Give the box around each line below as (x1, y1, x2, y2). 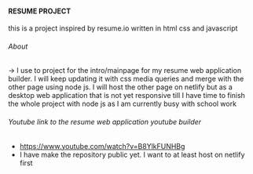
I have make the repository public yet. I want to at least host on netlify (19, 150, 245, 159)
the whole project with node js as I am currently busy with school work (8, 99, 237, 109)
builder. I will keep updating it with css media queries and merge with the (8, 74, 244, 84)
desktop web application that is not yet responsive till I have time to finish (8, 91, 246, 100)
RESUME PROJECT (8, 6, 71, 16)
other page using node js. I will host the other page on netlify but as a (8, 82, 233, 92)
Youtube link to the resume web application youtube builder (8, 118, 202, 126)
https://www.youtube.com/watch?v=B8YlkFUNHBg (19, 141, 185, 150)
